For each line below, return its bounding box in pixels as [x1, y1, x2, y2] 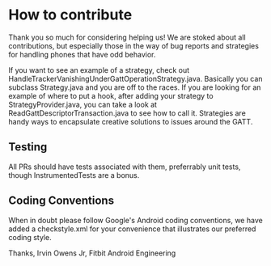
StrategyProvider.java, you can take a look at [8, 99, 158, 109]
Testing [8, 140, 48, 154]
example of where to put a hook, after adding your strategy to [8, 91, 214, 100]
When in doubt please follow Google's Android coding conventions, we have [8, 215, 263, 225]
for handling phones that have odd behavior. [8, 49, 156, 59]
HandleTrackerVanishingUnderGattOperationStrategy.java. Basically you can [8, 74, 263, 83]
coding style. [8, 232, 52, 242]
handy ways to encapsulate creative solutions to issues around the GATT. [8, 116, 253, 126]
